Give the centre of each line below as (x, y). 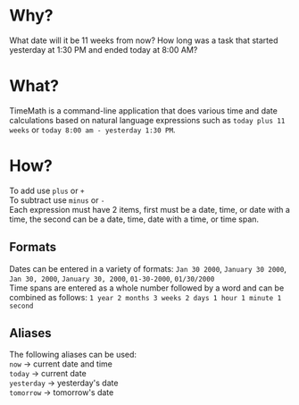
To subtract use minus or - (57, 200)
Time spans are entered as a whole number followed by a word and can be (147, 288)
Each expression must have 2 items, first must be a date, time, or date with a (149, 209)
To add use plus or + (47, 190)
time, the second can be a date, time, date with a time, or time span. (134, 219)
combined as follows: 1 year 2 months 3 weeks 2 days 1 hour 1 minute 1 (145, 297)
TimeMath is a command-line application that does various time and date (144, 110)
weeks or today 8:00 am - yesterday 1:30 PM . (92, 130)
